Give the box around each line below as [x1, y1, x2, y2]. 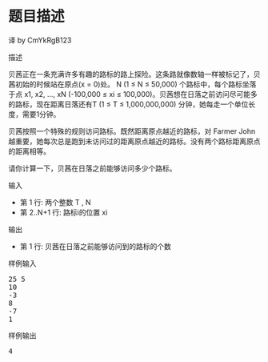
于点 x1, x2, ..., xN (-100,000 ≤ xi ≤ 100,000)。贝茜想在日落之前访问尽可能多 [8, 89, 258, 99]
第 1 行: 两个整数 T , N [19, 197, 91, 207]
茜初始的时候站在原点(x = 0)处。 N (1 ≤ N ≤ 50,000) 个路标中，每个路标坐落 [8, 79, 257, 89]
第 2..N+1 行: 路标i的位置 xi [19, 207, 108, 217]
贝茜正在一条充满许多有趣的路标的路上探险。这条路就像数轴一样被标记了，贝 [8, 69, 261, 78]
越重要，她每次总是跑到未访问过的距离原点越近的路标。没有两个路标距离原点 [8, 136, 261, 146]
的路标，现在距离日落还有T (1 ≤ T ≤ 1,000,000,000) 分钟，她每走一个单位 [8, 99, 249, 109]
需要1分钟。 [22, 109, 61, 119]
